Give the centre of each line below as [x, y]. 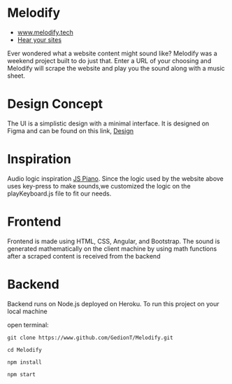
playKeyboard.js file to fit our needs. [59, 193]
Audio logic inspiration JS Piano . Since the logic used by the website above [115, 178]
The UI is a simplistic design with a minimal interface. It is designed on [108, 123]
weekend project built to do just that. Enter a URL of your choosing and [109, 60]
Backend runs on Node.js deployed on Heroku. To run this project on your [113, 303]
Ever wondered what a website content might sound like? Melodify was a [113, 53]
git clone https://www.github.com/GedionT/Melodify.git [90, 338]
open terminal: [28, 324]
